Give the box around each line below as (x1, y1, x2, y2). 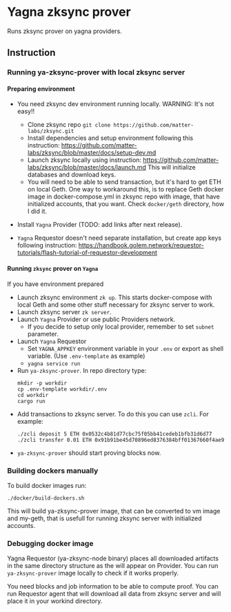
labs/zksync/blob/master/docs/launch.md (27, 163, 147, 172)
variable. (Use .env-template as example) (27, 351, 145, 360)
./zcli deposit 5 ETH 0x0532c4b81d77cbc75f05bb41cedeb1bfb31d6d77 (17, 430, 212, 438)
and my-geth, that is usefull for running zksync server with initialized (7, 514, 202, 522)
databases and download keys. (27, 170, 116, 179)
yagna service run (27, 360, 81, 367)
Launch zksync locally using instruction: (27, 156, 142, 164)
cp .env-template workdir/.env (17, 385, 108, 393)
